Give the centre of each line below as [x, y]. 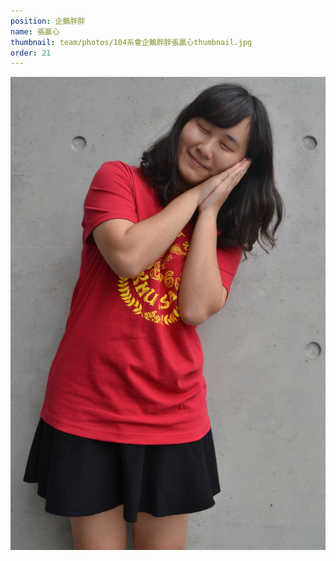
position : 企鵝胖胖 [48, 21]
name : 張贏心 [35, 31]
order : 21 [31, 53]
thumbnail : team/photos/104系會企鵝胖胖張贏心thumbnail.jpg [131, 42]
